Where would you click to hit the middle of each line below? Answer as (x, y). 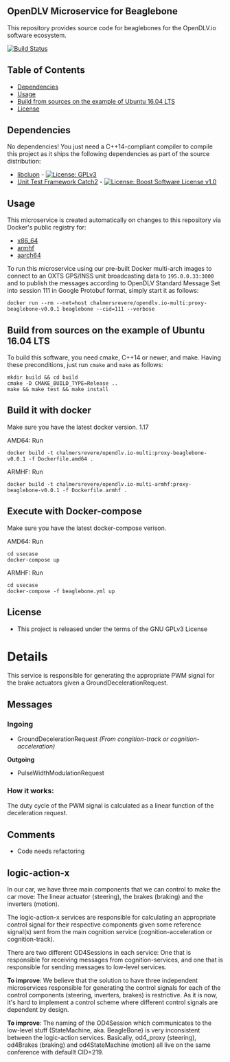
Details (27, 656)
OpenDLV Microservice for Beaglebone (93, 11)
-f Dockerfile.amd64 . (61, 459)
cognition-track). (31, 939)
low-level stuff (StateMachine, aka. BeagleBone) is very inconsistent (104, 1030)
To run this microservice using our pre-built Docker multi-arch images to (110, 269)
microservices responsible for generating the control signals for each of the (114, 988)
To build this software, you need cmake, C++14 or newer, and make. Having (114, 357)
